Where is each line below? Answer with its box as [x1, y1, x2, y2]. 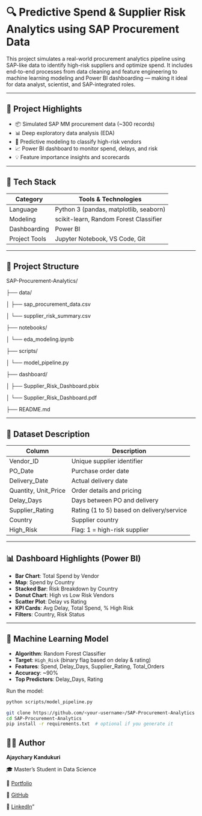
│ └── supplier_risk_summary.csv [6, 312, 91, 320]
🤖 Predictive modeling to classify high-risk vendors [14, 138, 142, 145]
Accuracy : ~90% [14, 669, 58, 676]
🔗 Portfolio [6, 780, 32, 787]
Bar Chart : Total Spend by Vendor [14, 572, 99, 580]
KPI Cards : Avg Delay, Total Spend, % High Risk [14, 604, 134, 612]
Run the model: [6, 687, 44, 694]
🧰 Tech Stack [6, 177, 57, 188]
